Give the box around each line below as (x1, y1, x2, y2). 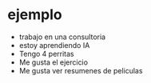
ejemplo (7, 6, 62, 24)
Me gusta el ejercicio (18, 57, 89, 67)
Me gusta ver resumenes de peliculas (18, 65, 143, 75)
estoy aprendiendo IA (18, 40, 90, 49)
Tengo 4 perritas (18, 49, 74, 58)
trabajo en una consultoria (18, 32, 105, 41)
